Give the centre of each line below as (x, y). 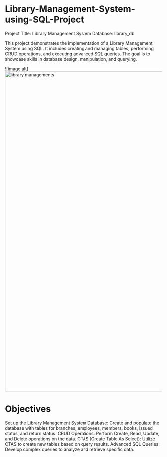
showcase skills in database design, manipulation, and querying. (71, 59)
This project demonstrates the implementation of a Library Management (79, 43)
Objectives (28, 409)
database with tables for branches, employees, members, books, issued (79, 428)
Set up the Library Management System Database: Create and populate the (82, 423)
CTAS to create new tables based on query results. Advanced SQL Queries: (83, 444)
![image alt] (17, 69)
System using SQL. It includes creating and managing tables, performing (80, 48)
